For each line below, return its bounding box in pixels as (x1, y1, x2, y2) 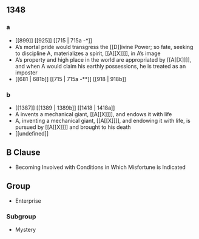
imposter (15, 69, 38, 76)
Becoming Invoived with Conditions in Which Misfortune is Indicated (15, 163, 186, 171)
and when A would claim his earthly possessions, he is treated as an (15, 62, 186, 70)
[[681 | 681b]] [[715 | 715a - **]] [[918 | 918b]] (15, 75, 126, 82)
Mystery (15, 226, 36, 233)
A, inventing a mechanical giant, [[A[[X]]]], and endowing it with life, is (15, 117, 191, 124)
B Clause (6, 148, 41, 158)
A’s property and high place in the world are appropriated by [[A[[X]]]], (15, 56, 192, 63)
